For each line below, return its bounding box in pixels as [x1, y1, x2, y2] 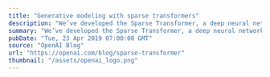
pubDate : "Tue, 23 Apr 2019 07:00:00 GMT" [8, 34, 153, 43]
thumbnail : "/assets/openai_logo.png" [8, 57, 138, 65]
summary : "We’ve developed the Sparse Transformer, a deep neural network [8, 26, 264, 34]
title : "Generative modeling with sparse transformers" [8, 11, 199, 20]
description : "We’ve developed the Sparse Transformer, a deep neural [8, 19, 250, 27]
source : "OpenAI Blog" [8, 42, 84, 50]
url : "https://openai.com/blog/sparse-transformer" [8, 49, 185, 57]
